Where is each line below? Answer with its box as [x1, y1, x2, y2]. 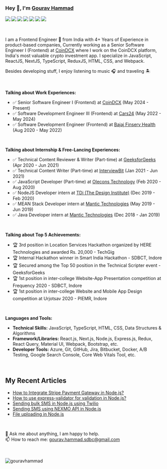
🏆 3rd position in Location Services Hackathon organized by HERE [12, 242, 152, 248]
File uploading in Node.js [12, 411, 64, 417]
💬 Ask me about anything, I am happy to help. [5, 431, 100, 437]
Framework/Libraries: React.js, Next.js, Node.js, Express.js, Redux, [12, 336, 152, 342]
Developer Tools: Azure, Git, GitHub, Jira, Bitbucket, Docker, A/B [12, 346, 147, 353]
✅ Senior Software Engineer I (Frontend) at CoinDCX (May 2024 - [12, 100, 149, 106]
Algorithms [12, 331, 36, 337]
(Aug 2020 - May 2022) [12, 127, 62, 133]
